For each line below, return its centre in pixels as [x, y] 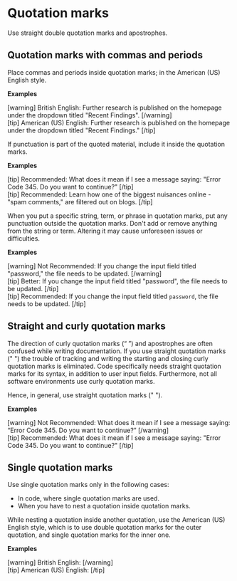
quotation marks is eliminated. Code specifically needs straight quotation [115, 366]
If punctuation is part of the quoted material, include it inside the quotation [116, 144]
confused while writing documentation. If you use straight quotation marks [117, 351]
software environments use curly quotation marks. [81, 381]
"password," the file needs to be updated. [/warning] [85, 273]
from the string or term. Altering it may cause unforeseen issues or [105, 231]
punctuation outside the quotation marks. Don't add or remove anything [112, 223]
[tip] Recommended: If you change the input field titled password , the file [113, 296]
